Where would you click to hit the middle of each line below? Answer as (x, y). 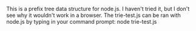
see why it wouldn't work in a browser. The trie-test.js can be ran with (93, 15)
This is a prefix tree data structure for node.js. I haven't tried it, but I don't (98, 9)
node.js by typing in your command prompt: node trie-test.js (82, 22)
